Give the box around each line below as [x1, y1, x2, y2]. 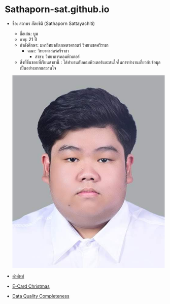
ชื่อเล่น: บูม [19, 31, 39, 37]
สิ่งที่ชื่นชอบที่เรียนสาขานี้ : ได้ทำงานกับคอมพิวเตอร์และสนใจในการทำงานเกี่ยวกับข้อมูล [19, 59, 161, 65]
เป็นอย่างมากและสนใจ [19, 65, 56, 71]
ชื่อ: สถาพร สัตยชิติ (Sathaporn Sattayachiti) [12, 20, 95, 26]
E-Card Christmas [12, 283, 50, 289]
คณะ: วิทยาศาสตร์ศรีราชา [27, 47, 69, 54]
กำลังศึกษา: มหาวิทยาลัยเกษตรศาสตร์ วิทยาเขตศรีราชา [19, 42, 109, 48]
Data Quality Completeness [12, 293, 70, 299]
